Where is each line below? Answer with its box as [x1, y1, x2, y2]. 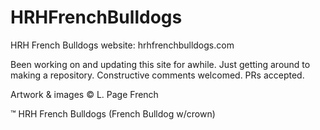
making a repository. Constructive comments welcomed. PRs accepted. [10, 69, 305, 81]
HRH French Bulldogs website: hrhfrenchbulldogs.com [10, 39, 235, 51]
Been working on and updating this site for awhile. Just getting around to [10, 58, 311, 70]
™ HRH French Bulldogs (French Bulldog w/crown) [10, 107, 216, 120]
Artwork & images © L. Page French [10, 88, 159, 100]
